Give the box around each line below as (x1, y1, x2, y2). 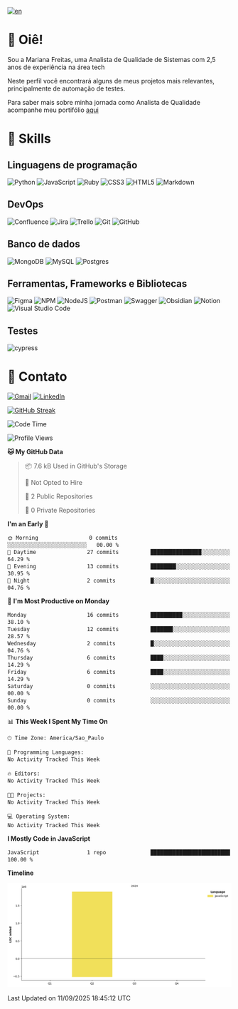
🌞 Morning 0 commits (7, 535, 119, 542)
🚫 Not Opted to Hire (24, 478, 83, 487)
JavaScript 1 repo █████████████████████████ (7, 849, 231, 856)
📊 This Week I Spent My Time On (7, 717, 108, 726)
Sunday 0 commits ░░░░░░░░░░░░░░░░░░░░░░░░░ (7, 697, 231, 705)
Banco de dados (7, 238, 80, 250)
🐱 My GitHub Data (7, 448, 64, 456)
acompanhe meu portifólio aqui (7, 106, 99, 114)
